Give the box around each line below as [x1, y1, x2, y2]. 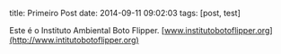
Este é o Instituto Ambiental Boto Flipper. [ [9, 25, 165, 35]
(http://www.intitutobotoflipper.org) [9, 35, 139, 45]
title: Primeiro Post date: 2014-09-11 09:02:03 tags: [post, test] [9, 8, 241, 18]
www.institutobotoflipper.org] [164, 25, 273, 35]
